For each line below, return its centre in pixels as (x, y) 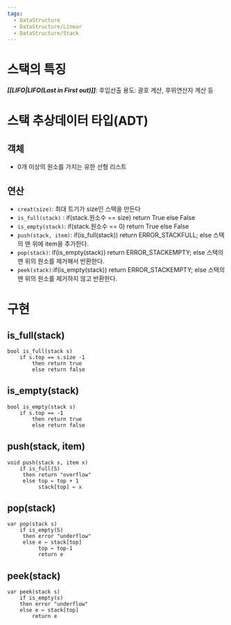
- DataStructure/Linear (48, 26)
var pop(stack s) (32, 524)
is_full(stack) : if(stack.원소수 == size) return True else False (106, 217)
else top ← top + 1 (51, 481)
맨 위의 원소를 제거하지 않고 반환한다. (67, 278)
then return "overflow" (57, 475)
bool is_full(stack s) (40, 351)
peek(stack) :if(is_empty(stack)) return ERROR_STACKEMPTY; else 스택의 (121, 270)
